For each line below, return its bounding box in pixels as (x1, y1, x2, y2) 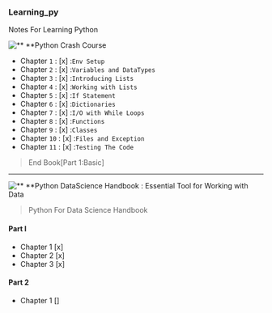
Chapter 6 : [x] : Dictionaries (19, 99, 116, 109)
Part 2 (8, 277, 30, 287)
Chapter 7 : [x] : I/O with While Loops (19, 108, 145, 117)
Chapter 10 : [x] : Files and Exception (19, 133, 145, 143)
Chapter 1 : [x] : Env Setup (19, 56, 105, 66)
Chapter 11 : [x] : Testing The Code (19, 142, 134, 152)
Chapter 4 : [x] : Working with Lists (19, 82, 138, 91)
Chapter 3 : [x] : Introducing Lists (19, 74, 134, 83)
